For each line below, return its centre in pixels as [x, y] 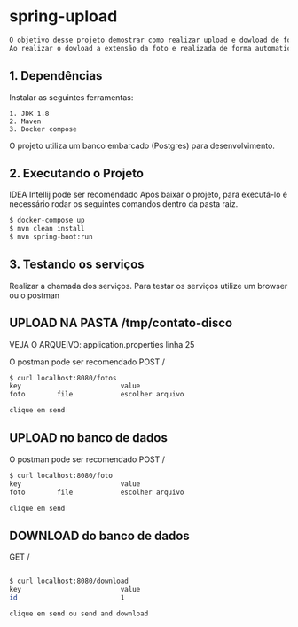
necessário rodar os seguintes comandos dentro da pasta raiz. [124, 204]
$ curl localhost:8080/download [69, 581]
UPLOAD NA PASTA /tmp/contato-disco [121, 323]
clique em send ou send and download [79, 614]
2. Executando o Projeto [77, 173]
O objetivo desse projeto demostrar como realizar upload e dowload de [144, 40]
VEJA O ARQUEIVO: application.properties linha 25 [102, 344]
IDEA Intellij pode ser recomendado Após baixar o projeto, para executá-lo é [149, 195]
